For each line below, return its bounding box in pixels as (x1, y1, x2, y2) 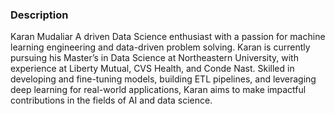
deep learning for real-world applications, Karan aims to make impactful (10, 84, 307, 96)
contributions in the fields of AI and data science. (10, 94, 213, 107)
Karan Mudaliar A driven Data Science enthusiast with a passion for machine (10, 31, 326, 43)
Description (10, 8, 69, 22)
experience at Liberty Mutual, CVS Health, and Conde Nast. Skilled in (10, 63, 295, 75)
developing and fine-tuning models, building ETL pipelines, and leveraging (10, 73, 317, 85)
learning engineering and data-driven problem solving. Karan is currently (10, 41, 311, 53)
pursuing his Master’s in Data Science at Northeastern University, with (10, 52, 299, 64)
